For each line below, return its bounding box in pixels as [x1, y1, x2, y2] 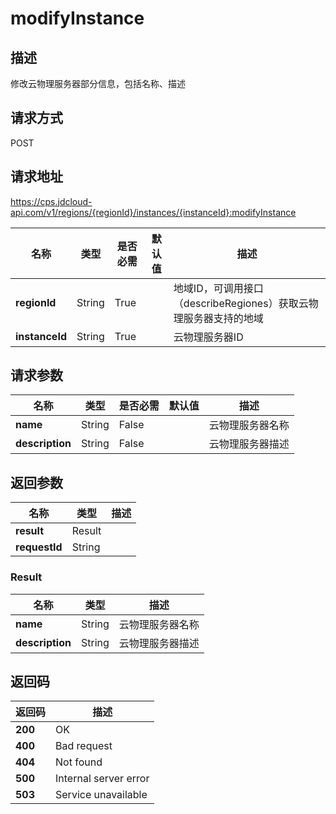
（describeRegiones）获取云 [173, 296, 309, 310]
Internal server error [55, 772, 150, 786]
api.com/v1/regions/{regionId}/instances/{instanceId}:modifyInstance [10, 206, 297, 218]
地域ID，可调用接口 [173, 281, 264, 295]
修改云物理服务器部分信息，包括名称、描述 [10, 78, 186, 89]
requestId [15, 540, 63, 554]
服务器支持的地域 [183, 311, 264, 325]
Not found [55, 755, 103, 769]
